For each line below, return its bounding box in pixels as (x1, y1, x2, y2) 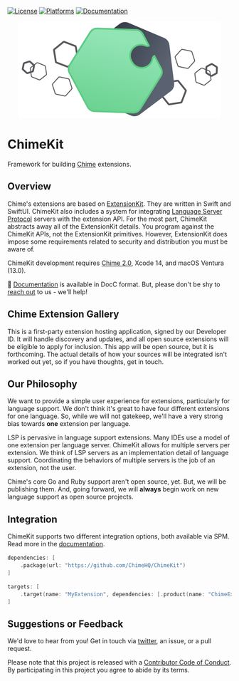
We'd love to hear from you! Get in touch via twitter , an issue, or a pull (7, 637, 212, 645)
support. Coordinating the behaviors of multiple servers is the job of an (7, 456, 216, 464)
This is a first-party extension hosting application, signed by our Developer (7, 327, 227, 336)
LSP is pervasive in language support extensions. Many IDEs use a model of (7, 433, 230, 442)
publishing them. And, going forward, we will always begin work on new (7, 485, 219, 494)
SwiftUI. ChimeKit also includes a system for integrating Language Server (7, 207, 223, 215)
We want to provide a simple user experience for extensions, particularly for (7, 397, 230, 405)
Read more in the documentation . (7, 540, 105, 549)
